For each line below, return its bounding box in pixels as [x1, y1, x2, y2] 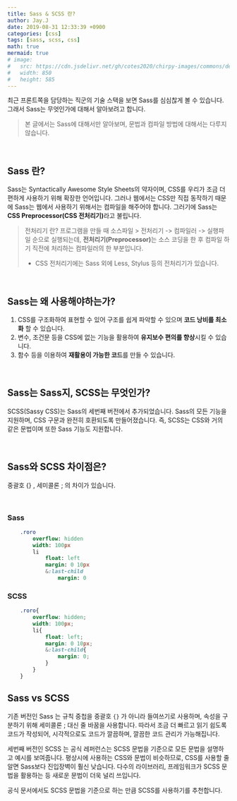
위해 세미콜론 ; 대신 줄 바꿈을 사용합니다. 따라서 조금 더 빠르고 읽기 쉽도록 [25, 721, 227, 729]
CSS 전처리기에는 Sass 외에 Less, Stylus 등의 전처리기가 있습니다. [35, 259, 219, 268]
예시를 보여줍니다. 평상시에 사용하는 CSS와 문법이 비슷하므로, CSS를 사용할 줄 [14, 753, 230, 762]
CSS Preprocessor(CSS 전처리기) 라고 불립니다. [7, 212, 142, 220]
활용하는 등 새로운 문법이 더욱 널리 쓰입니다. [20, 771, 141, 779]
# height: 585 [7, 75, 55, 83]
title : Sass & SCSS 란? [7, 10, 76, 18]
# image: [7, 56, 33, 63]
